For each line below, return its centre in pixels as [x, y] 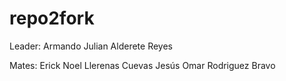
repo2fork [52, 18]
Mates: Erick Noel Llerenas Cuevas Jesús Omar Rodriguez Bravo [142, 65]
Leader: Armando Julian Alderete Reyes [91, 46]
